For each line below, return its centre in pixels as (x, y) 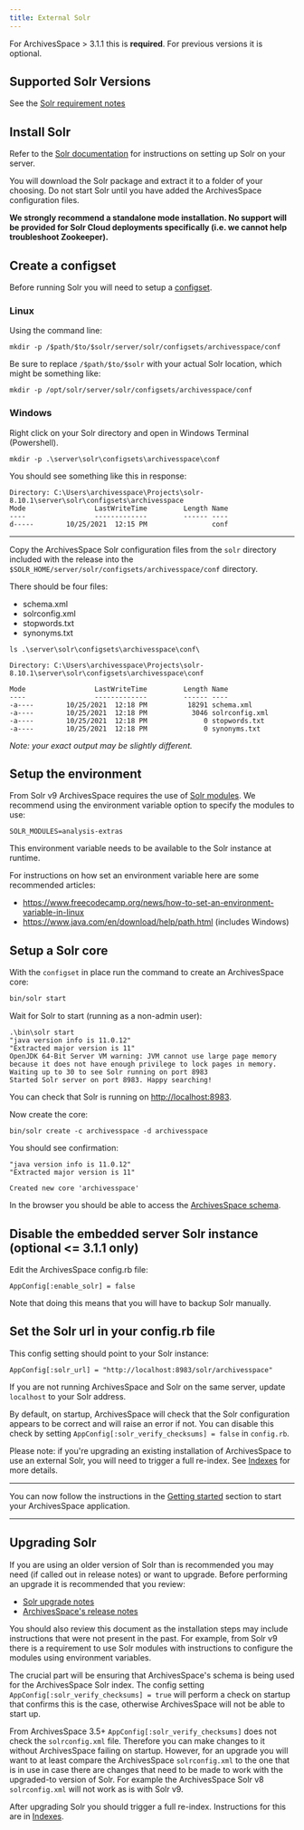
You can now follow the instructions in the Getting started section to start (146, 1496)
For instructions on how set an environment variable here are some (134, 876)
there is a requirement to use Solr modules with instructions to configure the (152, 1648)
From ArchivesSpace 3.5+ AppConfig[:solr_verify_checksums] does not (143, 1731)
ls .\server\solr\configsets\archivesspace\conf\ (105, 649)
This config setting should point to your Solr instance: (109, 1353)
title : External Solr (50, 18)
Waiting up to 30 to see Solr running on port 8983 (109, 1072)
